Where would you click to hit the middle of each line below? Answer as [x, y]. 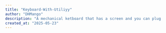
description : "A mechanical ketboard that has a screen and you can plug [83, 18]
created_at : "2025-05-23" [32, 23]
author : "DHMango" [24, 14]
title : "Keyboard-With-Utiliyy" [39, 9]
